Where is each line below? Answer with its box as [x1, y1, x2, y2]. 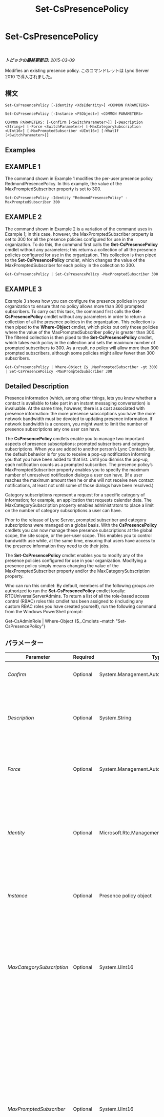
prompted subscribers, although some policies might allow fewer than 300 [5, 350, 155, 356]
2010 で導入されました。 [5, 73, 55, 79]
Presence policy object [99, 893, 152, 899]
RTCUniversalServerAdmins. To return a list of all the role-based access [5, 593, 150, 599]
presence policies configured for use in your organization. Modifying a [5, 558, 147, 563]
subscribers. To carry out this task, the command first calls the [5, 308, 131, 314]
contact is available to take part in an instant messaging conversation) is [5, 400, 150, 406]
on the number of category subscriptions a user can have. [5, 508, 122, 514]
